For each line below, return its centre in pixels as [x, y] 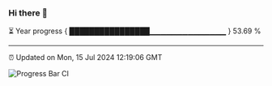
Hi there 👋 [28, 13]
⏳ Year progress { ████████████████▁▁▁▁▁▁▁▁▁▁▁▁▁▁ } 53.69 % [135, 31]
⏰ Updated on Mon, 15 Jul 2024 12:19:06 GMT [85, 58]
